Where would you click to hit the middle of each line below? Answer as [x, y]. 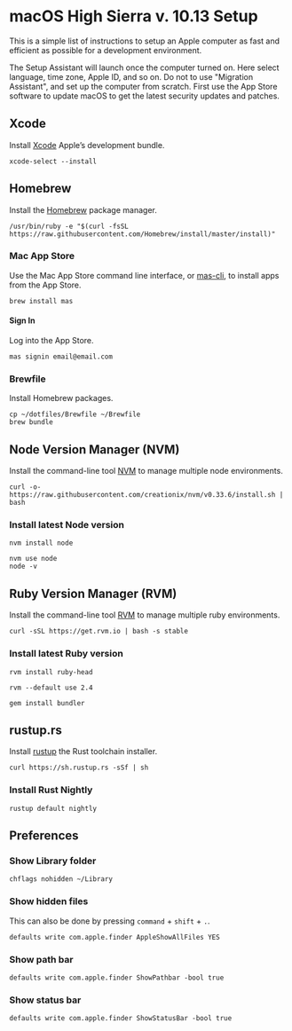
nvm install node [41, 543]
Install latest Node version [67, 525]
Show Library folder [53, 861]
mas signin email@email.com [61, 357]
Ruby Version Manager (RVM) [93, 593]
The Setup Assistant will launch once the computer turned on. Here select [144, 67]
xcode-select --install [53, 161]
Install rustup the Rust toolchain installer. [83, 752]
